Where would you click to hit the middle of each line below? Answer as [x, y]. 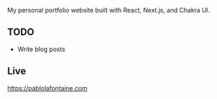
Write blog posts [41, 49]
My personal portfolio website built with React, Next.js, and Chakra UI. [109, 10]
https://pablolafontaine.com [47, 88]
